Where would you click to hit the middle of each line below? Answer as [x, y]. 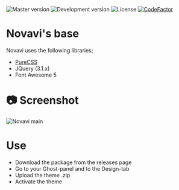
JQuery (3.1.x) [32, 68]
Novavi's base [43, 34]
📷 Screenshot [43, 100]
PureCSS [26, 62]
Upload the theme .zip [42, 175]
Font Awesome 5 [36, 75]
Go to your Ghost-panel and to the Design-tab [72, 168]
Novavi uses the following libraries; [50, 50]
